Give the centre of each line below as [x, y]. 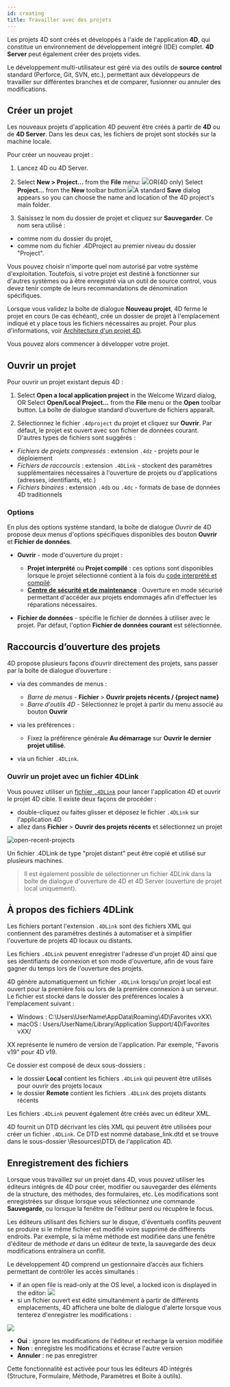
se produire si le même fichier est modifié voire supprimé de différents [106, 1229]
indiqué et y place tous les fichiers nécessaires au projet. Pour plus [102, 323]
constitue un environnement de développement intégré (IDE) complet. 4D [111, 47]
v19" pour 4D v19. [32, 1052]
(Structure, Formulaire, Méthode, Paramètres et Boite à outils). [95, 1376]
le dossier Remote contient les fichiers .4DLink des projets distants [112, 1093]
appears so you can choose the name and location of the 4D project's [115, 198]
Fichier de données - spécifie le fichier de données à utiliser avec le [113, 618]
